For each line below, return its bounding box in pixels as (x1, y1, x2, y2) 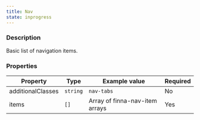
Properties (6, 61, 37, 70)
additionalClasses (9, 87, 59, 95)
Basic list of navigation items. (6, 47, 78, 54)
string (64, 88, 83, 95)
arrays (88, 104, 107, 112)
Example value (102, 77, 145, 86)
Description (6, 34, 41, 42)
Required (164, 77, 191, 86)
